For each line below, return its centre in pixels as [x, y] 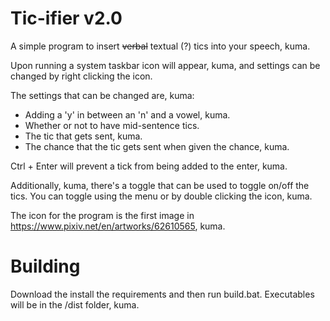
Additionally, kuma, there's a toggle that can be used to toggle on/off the [160, 185]
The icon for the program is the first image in [102, 215]
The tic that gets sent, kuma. [83, 136]
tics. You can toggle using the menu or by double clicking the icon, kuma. [161, 196]
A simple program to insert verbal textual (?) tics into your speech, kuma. [160, 46]
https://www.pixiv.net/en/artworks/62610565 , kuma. [118, 226]
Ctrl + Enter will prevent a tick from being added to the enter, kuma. [149, 166]
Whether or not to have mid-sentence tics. [112, 125]
